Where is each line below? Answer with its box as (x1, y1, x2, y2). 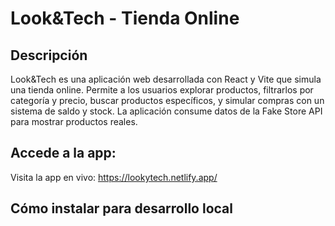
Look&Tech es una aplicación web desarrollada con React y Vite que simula (10, 73, 322, 85)
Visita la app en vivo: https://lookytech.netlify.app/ (10, 171, 218, 183)
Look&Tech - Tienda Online (10, 7, 240, 30)
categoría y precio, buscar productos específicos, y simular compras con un (10, 95, 325, 106)
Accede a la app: (10, 145, 117, 162)
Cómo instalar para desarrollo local (10, 200, 233, 217)
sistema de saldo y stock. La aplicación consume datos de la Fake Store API (10, 105, 323, 117)
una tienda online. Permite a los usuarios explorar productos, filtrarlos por (10, 84, 314, 96)
